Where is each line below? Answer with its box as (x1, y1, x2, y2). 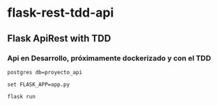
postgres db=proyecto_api (7, 69, 82, 76)
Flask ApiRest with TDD (7, 33, 111, 44)
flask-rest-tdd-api (7, 5, 114, 21)
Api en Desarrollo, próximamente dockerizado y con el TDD (7, 53, 211, 63)
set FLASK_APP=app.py (7, 81, 70, 88)
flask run (7, 93, 36, 100)
